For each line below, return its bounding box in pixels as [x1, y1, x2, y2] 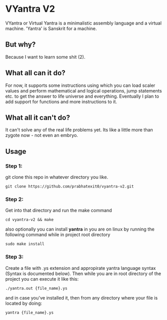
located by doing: [5, 300, 43, 306]
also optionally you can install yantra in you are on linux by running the [5, 226, 155, 233]
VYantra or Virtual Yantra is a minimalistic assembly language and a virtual [5, 20, 162, 26]
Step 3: [5, 254, 24, 261]
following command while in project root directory [5, 232, 111, 238]
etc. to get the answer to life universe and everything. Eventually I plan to [5, 93, 159, 99]
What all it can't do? [5, 113, 70, 122]
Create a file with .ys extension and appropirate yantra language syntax [5, 265, 156, 271]
